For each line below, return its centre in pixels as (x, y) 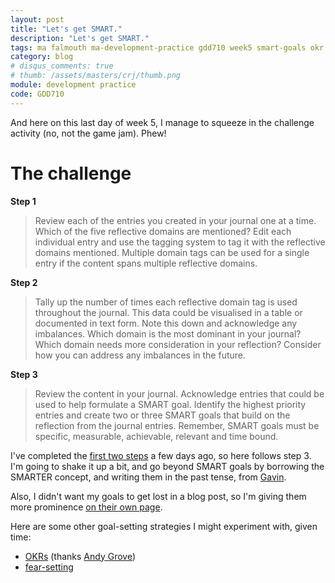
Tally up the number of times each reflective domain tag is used (166, 302)
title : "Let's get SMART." (66, 29)
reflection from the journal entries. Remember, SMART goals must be (177, 425)
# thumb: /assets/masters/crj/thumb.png (96, 76)
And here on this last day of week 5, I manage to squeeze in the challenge (162, 122)
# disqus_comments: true (62, 66)
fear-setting (49, 567)
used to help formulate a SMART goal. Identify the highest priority (170, 404)
